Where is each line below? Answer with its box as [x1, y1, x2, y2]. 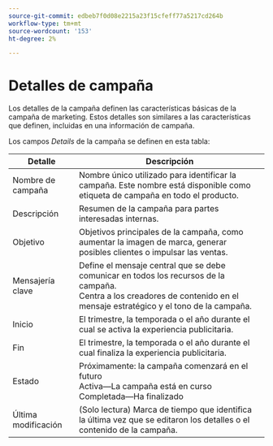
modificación [12, 419, 63, 431]
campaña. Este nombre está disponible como [78, 180, 251, 191]
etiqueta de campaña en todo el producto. [78, 190, 240, 201]
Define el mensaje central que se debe [78, 260, 226, 271]
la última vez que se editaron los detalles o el [78, 414, 250, 426]
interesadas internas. [78, 213, 159, 224]
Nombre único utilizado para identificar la [78, 170, 237, 181]
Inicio [12, 318, 34, 330]
